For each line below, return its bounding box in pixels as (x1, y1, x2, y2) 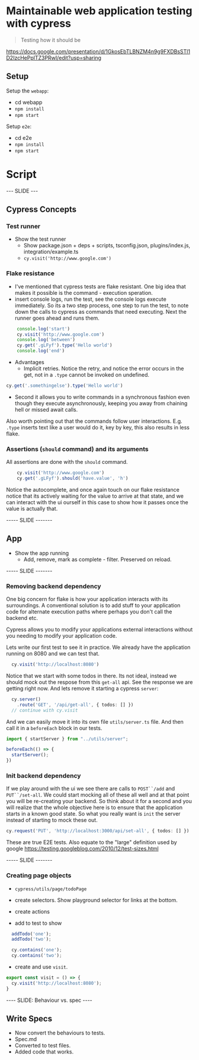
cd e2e (14, 134, 33, 141)
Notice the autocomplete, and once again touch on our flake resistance (6, 486, 179, 493)
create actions (14, 908, 50, 915)
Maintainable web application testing (6, 4, 192, 18)
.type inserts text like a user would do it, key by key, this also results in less (6, 424, 190, 431)
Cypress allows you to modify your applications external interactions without (6, 626, 193, 633)
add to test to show (14, 919, 62, 927)
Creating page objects (6, 871, 72, 880)
